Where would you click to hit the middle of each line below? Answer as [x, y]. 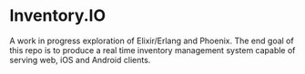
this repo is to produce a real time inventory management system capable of [152, 50]
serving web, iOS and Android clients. [80, 60]
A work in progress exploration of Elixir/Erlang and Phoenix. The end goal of [152, 41]
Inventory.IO [58, 16]
